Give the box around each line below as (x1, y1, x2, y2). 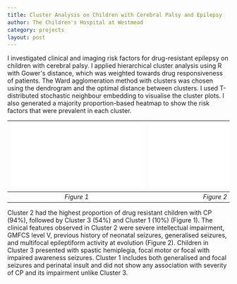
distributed (7, 92, 39, 100)
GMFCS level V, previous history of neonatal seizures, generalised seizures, (7, 230, 227, 239)
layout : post (7, 34, 46, 41)
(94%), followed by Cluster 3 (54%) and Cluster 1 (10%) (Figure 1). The (7, 215, 213, 224)
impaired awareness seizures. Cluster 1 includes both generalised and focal (7, 253, 227, 261)
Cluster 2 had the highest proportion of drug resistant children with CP (7, 208, 212, 217)
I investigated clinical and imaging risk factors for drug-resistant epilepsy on (7, 54, 229, 63)
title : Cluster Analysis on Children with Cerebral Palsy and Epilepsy (7, 11, 222, 18)
